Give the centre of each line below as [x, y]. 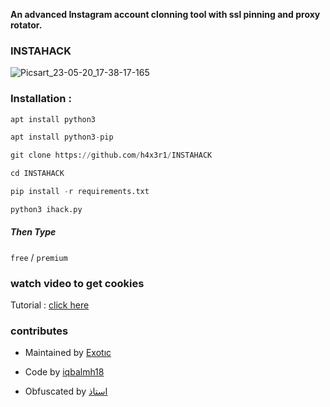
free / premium [39, 257]
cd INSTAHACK [37, 174]
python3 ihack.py [46, 209]
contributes [39, 331]
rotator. [26, 25]
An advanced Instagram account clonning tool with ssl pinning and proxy [165, 14]
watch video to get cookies [77, 283]
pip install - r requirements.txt [80, 192]
